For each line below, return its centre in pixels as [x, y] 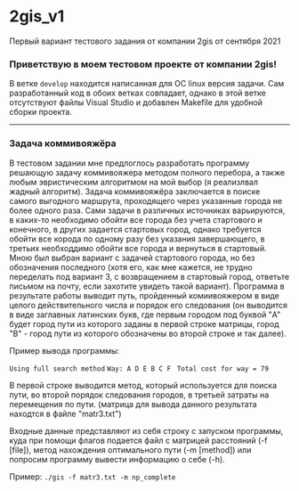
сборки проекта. [41, 112]
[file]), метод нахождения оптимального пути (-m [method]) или [130, 450]
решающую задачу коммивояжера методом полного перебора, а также [147, 172]
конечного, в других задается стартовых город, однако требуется [135, 229]
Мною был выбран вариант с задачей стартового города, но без [132, 258]
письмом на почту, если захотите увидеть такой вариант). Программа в [147, 286]
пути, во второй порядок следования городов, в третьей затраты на [139, 395]
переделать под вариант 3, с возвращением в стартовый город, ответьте [149, 276]
